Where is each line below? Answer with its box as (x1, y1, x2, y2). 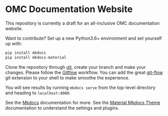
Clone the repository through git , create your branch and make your (5, 64, 146, 70)
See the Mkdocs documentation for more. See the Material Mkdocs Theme (5, 99, 160, 105)
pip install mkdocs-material (5, 55, 67, 60)
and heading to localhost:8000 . (5, 89, 71, 96)
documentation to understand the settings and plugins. (5, 104, 120, 111)
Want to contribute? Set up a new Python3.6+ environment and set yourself (5, 35, 162, 41)
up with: (5, 40, 22, 46)
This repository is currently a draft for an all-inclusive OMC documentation (5, 20, 160, 26)
